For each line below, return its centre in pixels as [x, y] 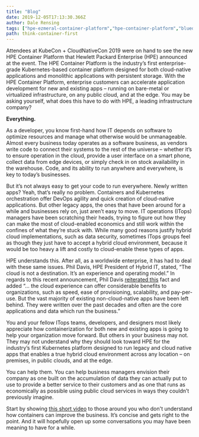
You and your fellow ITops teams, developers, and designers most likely [94, 323]
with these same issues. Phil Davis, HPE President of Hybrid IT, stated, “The [99, 267]
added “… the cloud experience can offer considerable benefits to [86, 286]
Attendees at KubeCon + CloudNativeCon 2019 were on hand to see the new [99, 50]
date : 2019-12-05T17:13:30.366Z [46, 17]
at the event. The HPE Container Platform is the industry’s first [82, 64]
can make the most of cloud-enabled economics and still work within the [95, 224]
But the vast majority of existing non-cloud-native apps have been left [103, 299]
